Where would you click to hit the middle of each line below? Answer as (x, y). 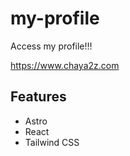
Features (38, 97)
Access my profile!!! (51, 46)
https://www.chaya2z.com (65, 65)
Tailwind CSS (52, 142)
